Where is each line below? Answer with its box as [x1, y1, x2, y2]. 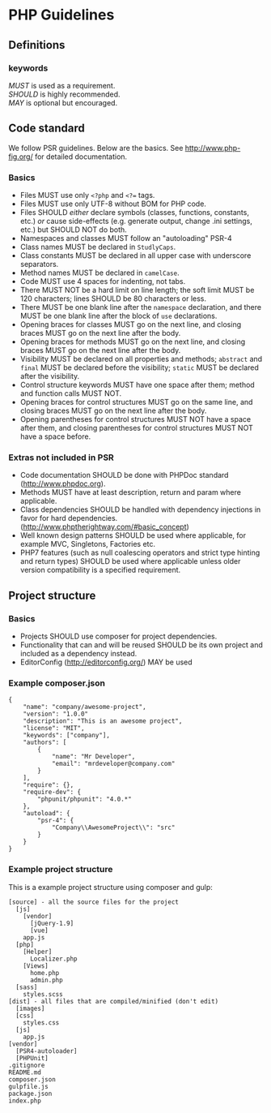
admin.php [29, 976, 63, 984]
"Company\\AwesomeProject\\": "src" [51, 823, 176, 832]
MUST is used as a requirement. [8, 80, 116, 90]
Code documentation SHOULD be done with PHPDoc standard [19, 471, 229, 480]
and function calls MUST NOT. [19, 388, 122, 398]
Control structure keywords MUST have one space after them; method [19, 380, 255, 389]
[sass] [15, 983, 38, 991]
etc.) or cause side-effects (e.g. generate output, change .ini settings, [19, 216, 253, 226]
